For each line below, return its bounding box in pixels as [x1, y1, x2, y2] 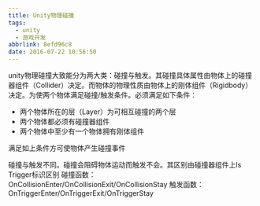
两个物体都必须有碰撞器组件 [19, 117, 110, 126]
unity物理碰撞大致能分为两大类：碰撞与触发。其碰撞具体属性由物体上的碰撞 [8, 71, 252, 79]
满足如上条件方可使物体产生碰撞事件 [8, 143, 126, 153]
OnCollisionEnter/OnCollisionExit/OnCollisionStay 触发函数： [8, 180, 204, 189]
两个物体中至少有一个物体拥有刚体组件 [19, 127, 144, 136]
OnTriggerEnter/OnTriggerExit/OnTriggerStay [8, 189, 154, 197]
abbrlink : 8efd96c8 [8, 41, 72, 49]
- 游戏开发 [15, 33, 46, 42]
